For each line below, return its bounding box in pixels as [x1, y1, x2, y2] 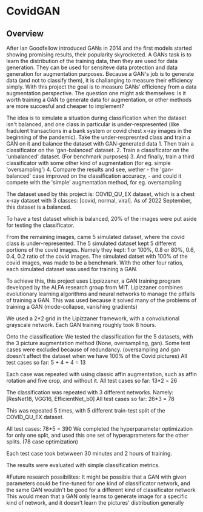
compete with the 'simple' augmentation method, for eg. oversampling [6, 179, 182, 186]
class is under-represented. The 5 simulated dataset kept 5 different [6, 240, 176, 247]
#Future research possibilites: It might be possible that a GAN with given [6, 473, 187, 480]
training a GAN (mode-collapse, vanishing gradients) [6, 303, 138, 310]
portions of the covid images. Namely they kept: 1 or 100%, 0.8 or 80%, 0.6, [6, 246, 196, 253]
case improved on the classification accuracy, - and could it [32, 172, 182, 180]
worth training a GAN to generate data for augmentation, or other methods [6, 96, 192, 103]
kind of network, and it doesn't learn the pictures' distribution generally [6, 499, 184, 506]
